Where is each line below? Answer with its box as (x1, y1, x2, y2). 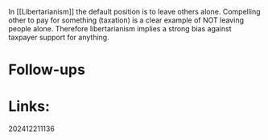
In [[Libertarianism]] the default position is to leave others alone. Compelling (8, 7, 261, 16)
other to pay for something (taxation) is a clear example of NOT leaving (8, 15, 244, 25)
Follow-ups (8, 60, 86, 79)
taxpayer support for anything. (8, 32, 110, 42)
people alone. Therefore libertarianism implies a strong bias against (8, 24, 232, 33)
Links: (8, 97, 51, 116)
